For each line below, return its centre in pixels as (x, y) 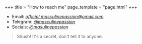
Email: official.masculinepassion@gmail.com (58, 16)
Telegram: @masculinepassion (43, 22)
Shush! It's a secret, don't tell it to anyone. (60, 36)
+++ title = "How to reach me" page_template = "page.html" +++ (71, 7)
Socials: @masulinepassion (40, 27)
